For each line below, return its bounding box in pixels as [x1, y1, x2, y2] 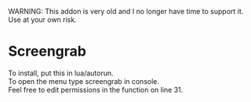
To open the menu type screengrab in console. [8, 76, 159, 86]
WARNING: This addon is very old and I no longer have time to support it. [8, 7, 244, 16]
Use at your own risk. [8, 15, 77, 24]
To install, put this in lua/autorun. [8, 68, 114, 78]
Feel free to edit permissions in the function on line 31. [8, 85, 184, 94]
